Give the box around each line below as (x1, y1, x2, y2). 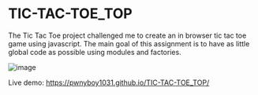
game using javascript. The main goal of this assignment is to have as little (8, 38, 250, 48)
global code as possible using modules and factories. (8, 47, 181, 57)
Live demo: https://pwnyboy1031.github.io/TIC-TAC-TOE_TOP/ (8, 78, 210, 87)
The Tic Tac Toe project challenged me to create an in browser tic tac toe (8, 31, 247, 40)
